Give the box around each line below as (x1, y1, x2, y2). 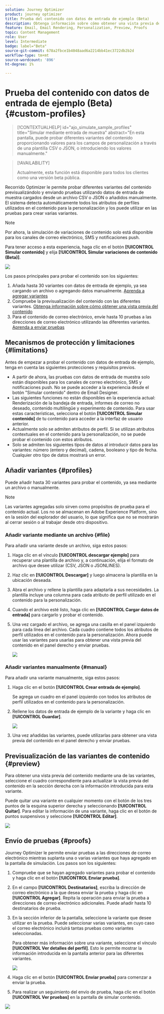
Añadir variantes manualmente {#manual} (5, 663, 107, 670)
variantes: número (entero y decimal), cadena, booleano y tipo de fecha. (12, 447, 158, 453)
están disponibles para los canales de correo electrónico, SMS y (12, 379, 142, 385)
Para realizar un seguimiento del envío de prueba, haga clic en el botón (12, 989, 156, 995)
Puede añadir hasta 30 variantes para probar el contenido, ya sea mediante (5, 479, 157, 485)
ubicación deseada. (12, 577, 52, 583)
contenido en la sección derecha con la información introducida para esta (5, 783, 154, 789)
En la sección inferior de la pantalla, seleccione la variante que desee (12, 914, 151, 920)
